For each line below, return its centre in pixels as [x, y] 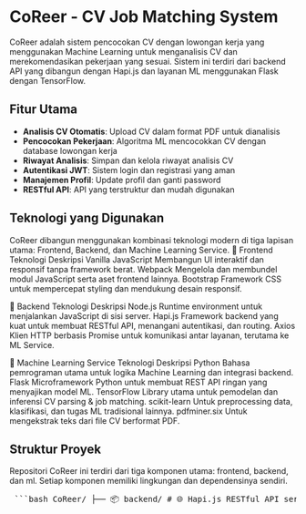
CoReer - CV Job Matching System [144, 17]
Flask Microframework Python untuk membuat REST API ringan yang [138, 382]
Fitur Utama [44, 110]
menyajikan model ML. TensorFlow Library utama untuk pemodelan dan [144, 391]
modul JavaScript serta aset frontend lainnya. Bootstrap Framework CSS [146, 279]
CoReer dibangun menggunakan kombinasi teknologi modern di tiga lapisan [152, 240]
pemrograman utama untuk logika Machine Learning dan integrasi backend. [152, 372]
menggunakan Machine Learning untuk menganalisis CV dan [124, 51]
